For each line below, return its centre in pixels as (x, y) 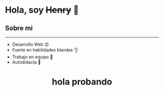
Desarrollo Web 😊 (31, 44)
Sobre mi (19, 28)
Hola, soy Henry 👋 (42, 10)
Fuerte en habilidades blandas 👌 (45, 50)
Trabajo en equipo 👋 (32, 57)
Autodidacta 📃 (26, 62)
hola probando (82, 82)
